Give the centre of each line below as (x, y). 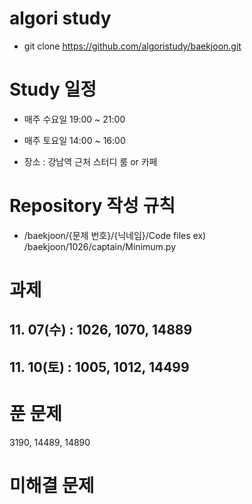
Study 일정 (53, 89)
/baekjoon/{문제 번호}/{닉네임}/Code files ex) (115, 235)
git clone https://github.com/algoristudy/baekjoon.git (132, 46)
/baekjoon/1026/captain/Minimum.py (100, 246)
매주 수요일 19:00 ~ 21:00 (74, 119)
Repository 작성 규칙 (92, 206)
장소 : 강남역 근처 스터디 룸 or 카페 (90, 161)
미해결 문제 (52, 485)
